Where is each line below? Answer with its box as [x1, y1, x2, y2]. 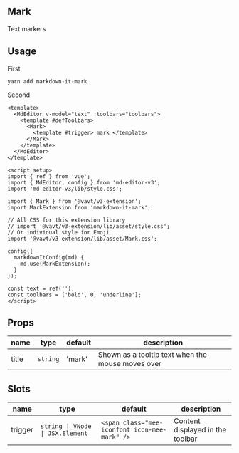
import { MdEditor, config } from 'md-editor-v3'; [7, 179, 161, 186]
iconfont [100, 426, 131, 434]
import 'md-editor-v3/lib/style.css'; [7, 185, 122, 192]
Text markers [7, 24, 46, 33]
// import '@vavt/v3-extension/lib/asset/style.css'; [7, 222, 171, 230]
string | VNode [40, 422, 92, 430]
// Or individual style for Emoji [7, 229, 110, 236]
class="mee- [122, 419, 164, 427]
